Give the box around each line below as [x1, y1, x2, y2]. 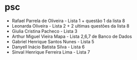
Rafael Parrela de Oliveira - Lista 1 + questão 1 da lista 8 [11, 18, 125, 24]
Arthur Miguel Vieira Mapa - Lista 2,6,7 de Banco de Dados [11, 33, 132, 39]
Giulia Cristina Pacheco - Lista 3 [11, 28, 78, 34]
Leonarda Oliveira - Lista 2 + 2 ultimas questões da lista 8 [11, 23, 130, 29]
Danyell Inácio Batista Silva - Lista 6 [11, 44, 85, 50]
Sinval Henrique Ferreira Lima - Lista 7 [11, 49, 90, 55]
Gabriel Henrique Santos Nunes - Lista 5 [11, 38, 94, 44]
